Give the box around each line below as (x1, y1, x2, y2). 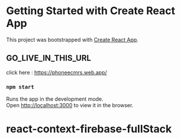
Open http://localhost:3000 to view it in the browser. (6, 102, 134, 109)
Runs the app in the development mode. (6, 95, 104, 102)
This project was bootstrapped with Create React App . (6, 36, 139, 43)
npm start (6, 84, 34, 90)
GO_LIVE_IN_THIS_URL (6, 53, 92, 63)
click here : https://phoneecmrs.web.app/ (6, 69, 108, 76)
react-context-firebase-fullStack (6, 123, 172, 136)
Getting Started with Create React (6, 4, 176, 18)
